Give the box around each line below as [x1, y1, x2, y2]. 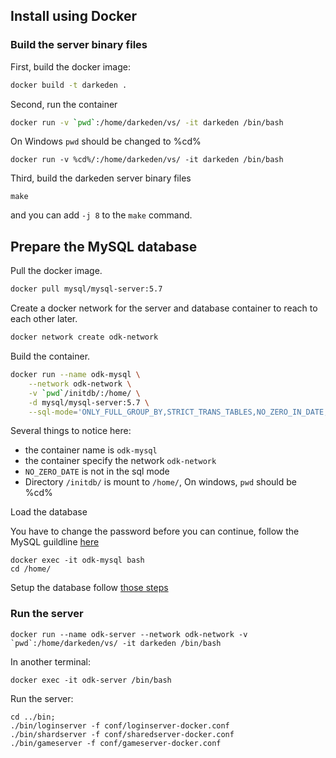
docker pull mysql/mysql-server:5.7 [10, 284, 163, 294]
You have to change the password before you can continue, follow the [10, 525, 300, 538]
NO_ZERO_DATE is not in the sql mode [24, 465, 170, 478]
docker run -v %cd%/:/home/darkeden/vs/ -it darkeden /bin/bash [10, 155, 284, 165]
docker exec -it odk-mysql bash [10, 555, 145, 566]
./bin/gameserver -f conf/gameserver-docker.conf [10, 738, 222, 748]
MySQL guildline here [10, 536, 100, 548]
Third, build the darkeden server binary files [10, 172, 192, 184]
